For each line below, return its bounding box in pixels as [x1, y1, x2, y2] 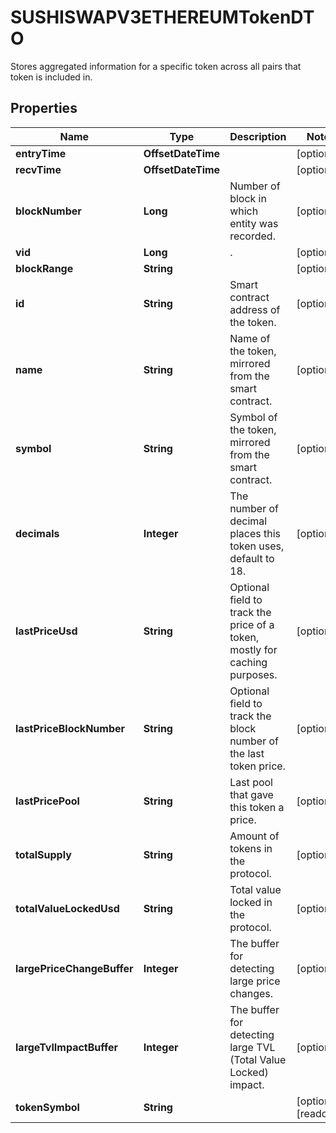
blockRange [15, 261, 74, 275]
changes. [229, 986, 274, 1000]
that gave [229, 787, 274, 801]
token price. [229, 759, 286, 773]
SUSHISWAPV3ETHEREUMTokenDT [10, 6, 315, 29]
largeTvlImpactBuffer [15, 1040, 119, 1054]
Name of [229, 331, 271, 345]
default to [229, 551, 275, 565]
